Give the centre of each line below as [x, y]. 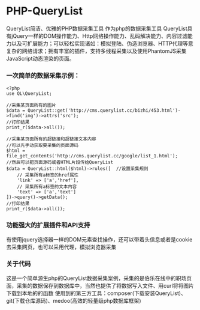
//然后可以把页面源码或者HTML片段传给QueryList [60, 163]
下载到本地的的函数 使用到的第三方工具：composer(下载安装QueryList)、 [96, 293]
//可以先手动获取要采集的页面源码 [43, 145]
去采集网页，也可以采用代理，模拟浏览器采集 [61, 247]
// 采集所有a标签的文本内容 [47, 187]
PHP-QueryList [44, 11]
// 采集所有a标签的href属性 [48, 175]
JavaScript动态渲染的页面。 [40, 58]
